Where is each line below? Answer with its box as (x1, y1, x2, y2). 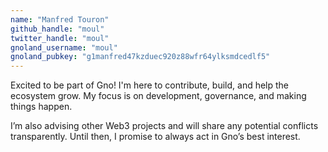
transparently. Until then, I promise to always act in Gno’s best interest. (10, 131, 301, 143)
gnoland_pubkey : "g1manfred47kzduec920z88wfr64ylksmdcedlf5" (10, 52, 271, 62)
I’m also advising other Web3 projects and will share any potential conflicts (10, 120, 319, 132)
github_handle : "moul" (10, 24, 105, 34)
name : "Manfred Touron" (10, 14, 110, 25)
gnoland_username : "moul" (10, 42, 118, 53)
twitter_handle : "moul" (10, 33, 110, 43)
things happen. (10, 101, 73, 113)
